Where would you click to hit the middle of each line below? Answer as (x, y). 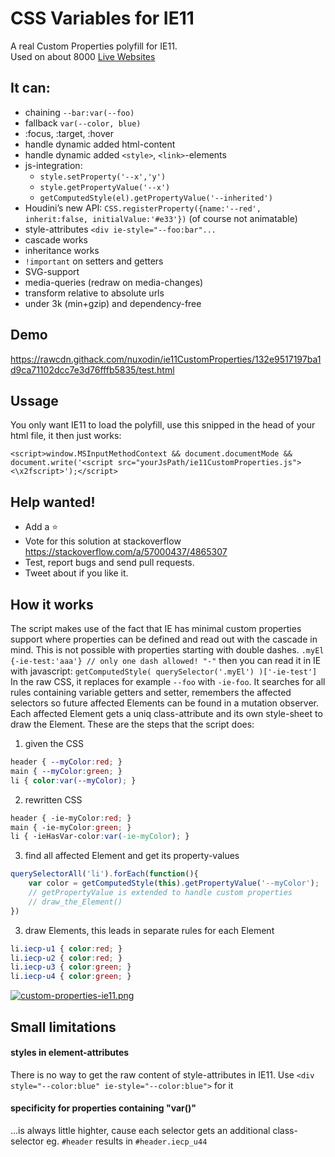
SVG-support (52, 271)
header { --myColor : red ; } (66, 762)
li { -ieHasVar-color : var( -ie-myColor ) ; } (100, 837)
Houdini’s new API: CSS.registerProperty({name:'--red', (143, 208)
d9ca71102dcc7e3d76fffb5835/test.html (92, 369)
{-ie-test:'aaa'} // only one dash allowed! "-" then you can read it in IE (166, 660)
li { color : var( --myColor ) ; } (73, 780)
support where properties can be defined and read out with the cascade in (164, 639)
